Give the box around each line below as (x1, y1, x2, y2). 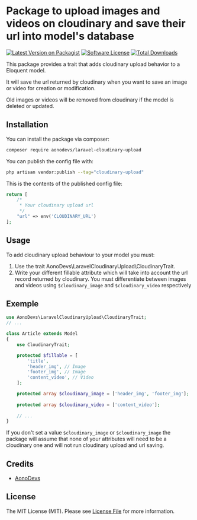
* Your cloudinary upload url (19, 202, 94, 208)
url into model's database (6, 30, 134, 43)
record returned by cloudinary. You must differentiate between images (14, 275, 186, 283)
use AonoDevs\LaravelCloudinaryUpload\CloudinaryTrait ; (6, 315, 147, 321)
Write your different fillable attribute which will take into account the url (14, 269, 188, 276)
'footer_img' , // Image (27, 369, 86, 375)
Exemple (6, 299, 39, 309)
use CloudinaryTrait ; (17, 341, 70, 348)
